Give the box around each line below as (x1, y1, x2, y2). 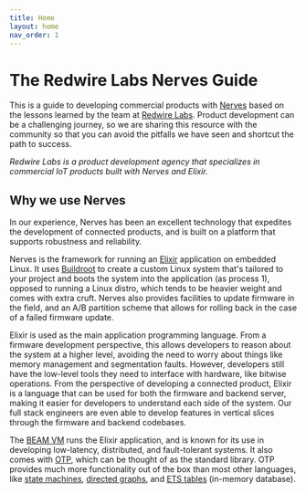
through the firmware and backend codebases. (9, 417, 187, 428)
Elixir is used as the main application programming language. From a (9, 330, 267, 341)
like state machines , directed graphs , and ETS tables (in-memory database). (9, 474, 297, 485)
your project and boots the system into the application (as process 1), (9, 273, 270, 284)
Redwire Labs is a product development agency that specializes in (9, 156, 260, 167)
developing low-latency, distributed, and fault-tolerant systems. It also (9, 445, 273, 456)
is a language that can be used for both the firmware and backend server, (9, 388, 287, 399)
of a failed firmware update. (9, 312, 114, 323)
